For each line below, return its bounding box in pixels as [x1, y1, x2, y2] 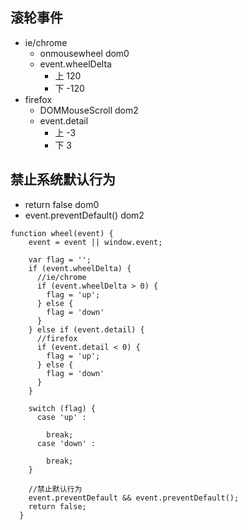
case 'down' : [36, 438, 97, 448]
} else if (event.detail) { [28, 324, 145, 335]
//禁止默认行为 [28, 484, 83, 494]
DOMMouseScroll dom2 [39, 104, 139, 116]
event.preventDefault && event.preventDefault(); [28, 493, 240, 503]
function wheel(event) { [10, 228, 114, 238]
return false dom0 [24, 198, 100, 210]
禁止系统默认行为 [10, 171, 116, 188]
